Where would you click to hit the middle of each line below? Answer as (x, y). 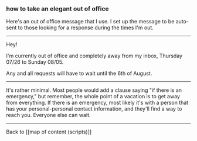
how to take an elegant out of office (58, 9)
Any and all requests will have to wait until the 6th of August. (79, 73)
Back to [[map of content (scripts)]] (49, 132)
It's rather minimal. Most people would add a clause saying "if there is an (94, 90)
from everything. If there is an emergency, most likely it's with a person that (97, 103)
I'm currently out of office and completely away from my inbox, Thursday (94, 56)
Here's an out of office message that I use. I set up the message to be (90, 22)
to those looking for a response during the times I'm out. (86, 27)
